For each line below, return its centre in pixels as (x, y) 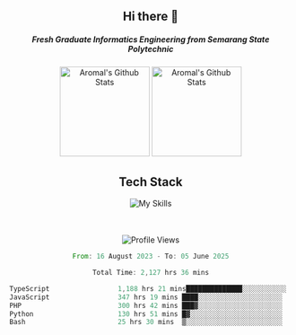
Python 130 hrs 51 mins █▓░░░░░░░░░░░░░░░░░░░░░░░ (146, 314)
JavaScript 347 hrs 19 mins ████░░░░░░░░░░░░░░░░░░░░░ (146, 297)
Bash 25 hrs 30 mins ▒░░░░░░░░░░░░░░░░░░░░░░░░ (146, 322)
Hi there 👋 (151, 17)
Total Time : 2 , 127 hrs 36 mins (151, 273)
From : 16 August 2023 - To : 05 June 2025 (151, 257)
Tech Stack (151, 182)
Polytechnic (151, 48)
